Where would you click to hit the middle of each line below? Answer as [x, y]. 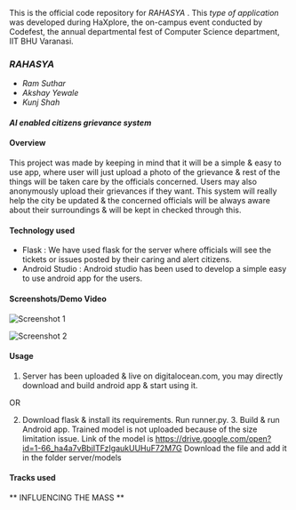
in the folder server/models [72, 458]
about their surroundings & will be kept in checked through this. [125, 210]
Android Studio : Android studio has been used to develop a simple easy [154, 269]
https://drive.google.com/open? [213, 438]
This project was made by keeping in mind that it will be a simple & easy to [145, 163]
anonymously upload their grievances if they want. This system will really [143, 191]
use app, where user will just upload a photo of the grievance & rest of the [145, 172]
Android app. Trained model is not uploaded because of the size [140, 429]
